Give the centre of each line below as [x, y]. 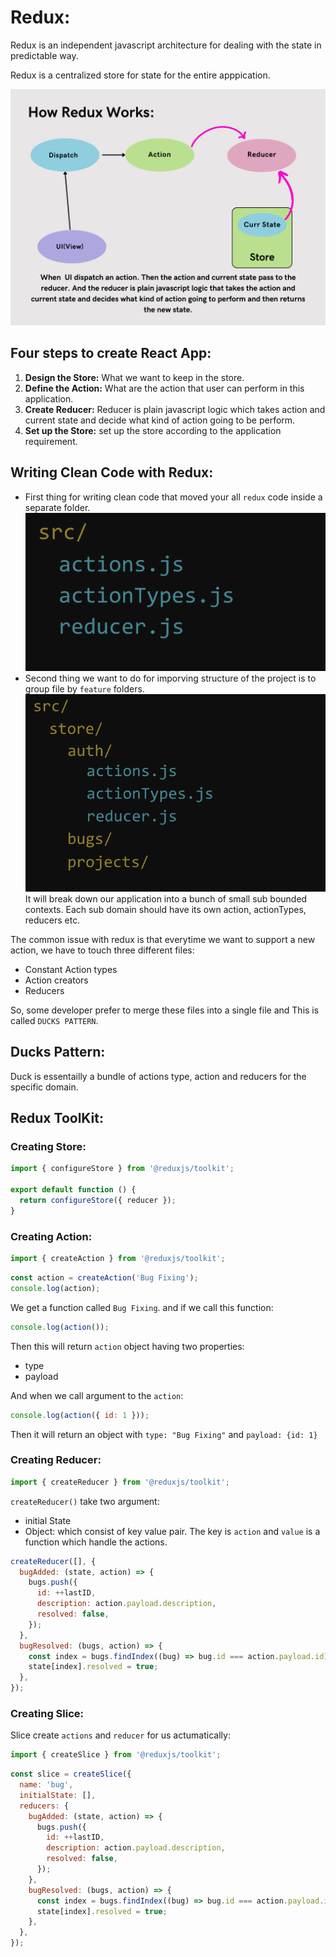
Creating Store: [48, 1147]
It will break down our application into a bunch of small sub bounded [166, 898]
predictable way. [44, 55]
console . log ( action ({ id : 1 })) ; [80, 1415]
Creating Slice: [47, 1713]
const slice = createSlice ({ [71, 1774]
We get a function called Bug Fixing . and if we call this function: [142, 1307]
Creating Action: [51, 1236]
